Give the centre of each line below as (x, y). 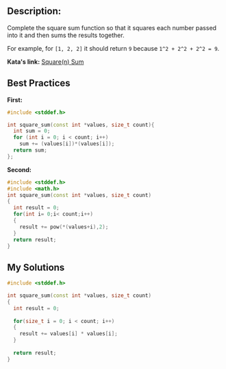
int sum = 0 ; (32, 131)
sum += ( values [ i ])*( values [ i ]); (67, 144)
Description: (34, 11)
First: (15, 99)
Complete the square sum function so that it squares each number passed (112, 27)
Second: (20, 169)
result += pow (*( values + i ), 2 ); (64, 227)
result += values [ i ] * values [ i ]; (68, 334)
